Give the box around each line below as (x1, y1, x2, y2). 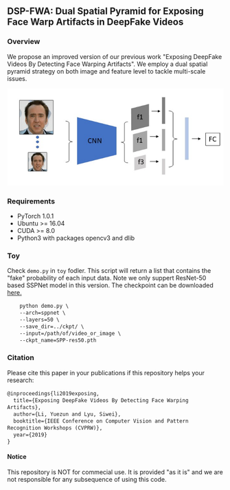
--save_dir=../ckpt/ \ (19, 323, 84, 331)
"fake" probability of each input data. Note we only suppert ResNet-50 (7, 274, 207, 282)
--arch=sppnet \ (19, 309, 67, 317)
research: (7, 376, 34, 384)
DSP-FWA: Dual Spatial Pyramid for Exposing (7, 5, 204, 17)
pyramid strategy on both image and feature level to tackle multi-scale (7, 67, 206, 75)
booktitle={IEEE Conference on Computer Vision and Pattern (13, 417, 189, 425)
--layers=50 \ (19, 316, 60, 324)
